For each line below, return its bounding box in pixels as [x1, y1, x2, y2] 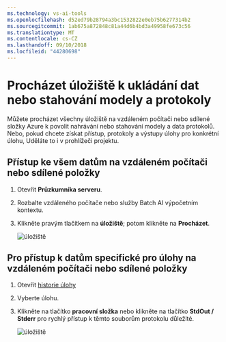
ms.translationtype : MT [7, 29, 75, 36]
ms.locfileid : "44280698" [7, 49, 81, 55]
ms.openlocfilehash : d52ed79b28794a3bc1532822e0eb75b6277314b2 [7, 16, 191, 23]
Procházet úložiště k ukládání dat [7, 78, 199, 93]
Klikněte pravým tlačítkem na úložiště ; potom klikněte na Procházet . [16, 219, 210, 227]
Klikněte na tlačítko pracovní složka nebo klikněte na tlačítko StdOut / [16, 307, 214, 315]
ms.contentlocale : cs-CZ [7, 36, 78, 42]
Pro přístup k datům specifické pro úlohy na [7, 252, 197, 264]
